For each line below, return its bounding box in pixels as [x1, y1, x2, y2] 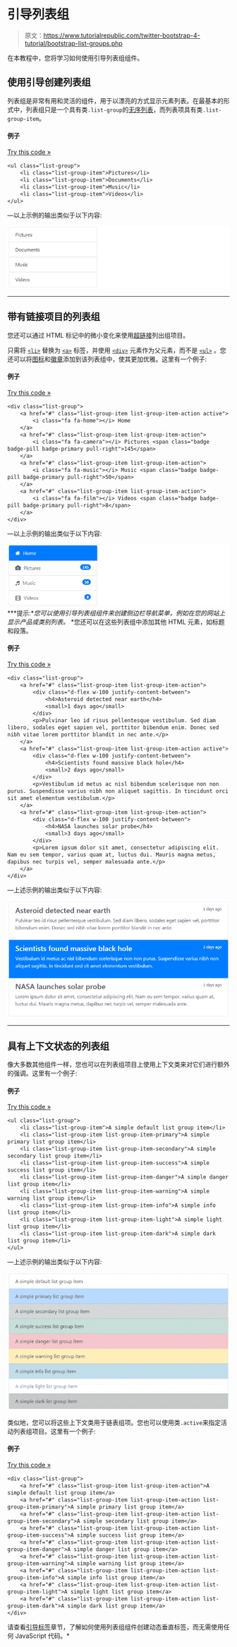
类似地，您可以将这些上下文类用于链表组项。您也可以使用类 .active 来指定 [7, 1418, 221, 1427]
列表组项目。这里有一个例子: [13, 1427, 97, 1435]
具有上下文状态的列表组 [7, 1040, 109, 1052]
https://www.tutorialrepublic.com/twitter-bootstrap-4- [43, 31, 200, 40]
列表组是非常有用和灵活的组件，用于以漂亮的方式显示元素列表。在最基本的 [7, 96, 224, 105]
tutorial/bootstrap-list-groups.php [24, 39, 123, 47]
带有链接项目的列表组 [7, 311, 100, 323]
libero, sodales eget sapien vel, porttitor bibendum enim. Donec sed [7, 724, 219, 731]
